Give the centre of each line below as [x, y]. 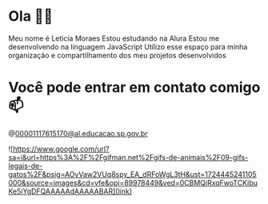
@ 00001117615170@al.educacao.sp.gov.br [78, 133]
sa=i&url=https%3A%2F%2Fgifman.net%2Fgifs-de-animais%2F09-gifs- [128, 157]
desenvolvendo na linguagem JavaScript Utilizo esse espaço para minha [128, 46]
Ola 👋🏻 [31, 16]
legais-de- [26, 166]
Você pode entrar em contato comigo [134, 88]
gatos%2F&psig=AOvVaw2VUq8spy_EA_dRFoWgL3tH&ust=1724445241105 [133, 174]
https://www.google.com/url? [61, 149]
